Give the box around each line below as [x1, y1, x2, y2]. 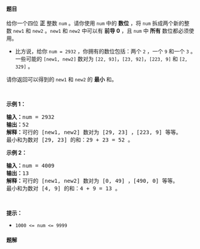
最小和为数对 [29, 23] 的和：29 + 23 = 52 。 [6, 137, 134, 143]
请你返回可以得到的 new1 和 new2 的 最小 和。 [6, 76, 117, 83]
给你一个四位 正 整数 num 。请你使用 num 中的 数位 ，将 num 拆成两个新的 [6, 19, 184, 27]
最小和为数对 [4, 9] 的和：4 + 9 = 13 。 [6, 185, 121, 192]
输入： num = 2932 [6, 114, 55, 121]
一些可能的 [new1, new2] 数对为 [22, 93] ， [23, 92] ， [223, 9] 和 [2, [15, 55, 188, 63]
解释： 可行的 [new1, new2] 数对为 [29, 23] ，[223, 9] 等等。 [6, 129, 182, 136]
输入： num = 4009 [6, 162, 55, 169]
